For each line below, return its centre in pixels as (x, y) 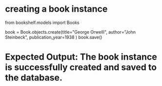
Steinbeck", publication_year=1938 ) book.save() (54, 37)
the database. (34, 78)
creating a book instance (56, 9)
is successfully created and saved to (81, 67)
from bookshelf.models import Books (42, 22)
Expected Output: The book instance (81, 57)
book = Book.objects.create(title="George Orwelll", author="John (70, 32)
